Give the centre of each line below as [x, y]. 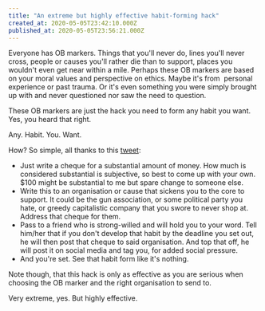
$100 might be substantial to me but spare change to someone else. [131, 183]
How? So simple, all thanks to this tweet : [75, 150]
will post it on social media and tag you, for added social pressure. [129, 250]
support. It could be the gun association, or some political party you [131, 199]
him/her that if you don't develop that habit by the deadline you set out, [136, 234]
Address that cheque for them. [70, 217]
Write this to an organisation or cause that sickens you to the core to [132, 191]
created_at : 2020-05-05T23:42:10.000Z [73, 23]
